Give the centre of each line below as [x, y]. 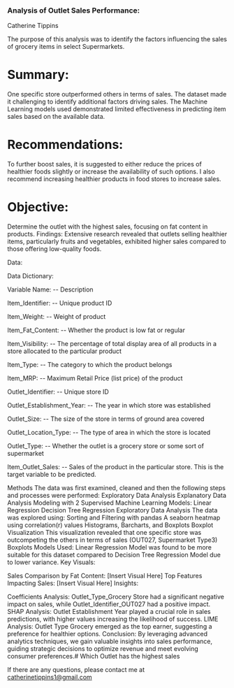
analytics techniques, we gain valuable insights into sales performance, [110, 641]
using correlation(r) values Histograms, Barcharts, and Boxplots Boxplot [110, 525]
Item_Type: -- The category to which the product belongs [90, 365]
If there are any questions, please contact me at [76, 670]
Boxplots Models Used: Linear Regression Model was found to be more [109, 547]
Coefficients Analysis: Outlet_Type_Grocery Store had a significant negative [116, 597]
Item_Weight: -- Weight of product [57, 317]
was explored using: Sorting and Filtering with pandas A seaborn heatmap [114, 518]
